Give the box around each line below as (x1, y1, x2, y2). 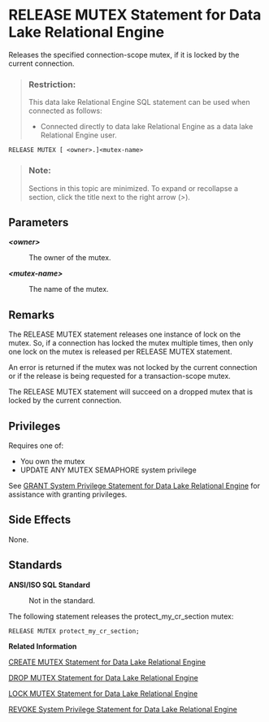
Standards (8, 559, 63, 572)
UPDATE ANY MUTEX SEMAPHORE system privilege (20, 465, 197, 475)
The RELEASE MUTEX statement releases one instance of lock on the (8, 329, 241, 339)
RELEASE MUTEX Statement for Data (8, 6, 262, 24)
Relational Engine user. (40, 130, 117, 140)
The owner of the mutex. (28, 253, 111, 263)
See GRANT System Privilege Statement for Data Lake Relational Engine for (8, 481, 261, 490)
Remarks (8, 307, 55, 322)
